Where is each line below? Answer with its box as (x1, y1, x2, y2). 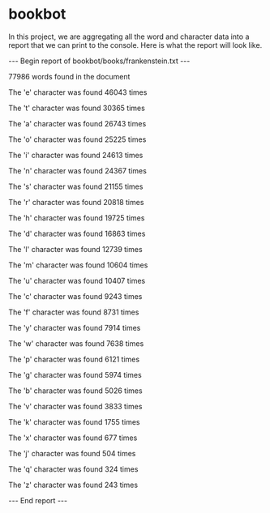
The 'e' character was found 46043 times (8, 87, 148, 97)
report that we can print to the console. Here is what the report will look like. (8, 40, 263, 49)
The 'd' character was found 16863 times (8, 229, 146, 238)
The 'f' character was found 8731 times (8, 307, 139, 317)
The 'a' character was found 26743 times (8, 118, 147, 128)
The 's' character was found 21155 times (8, 182, 144, 191)
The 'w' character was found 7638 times (8, 338, 144, 348)
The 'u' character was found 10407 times (8, 276, 146, 285)
